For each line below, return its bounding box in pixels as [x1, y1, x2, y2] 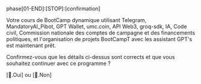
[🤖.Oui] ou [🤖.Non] [6, 71, 52, 78]
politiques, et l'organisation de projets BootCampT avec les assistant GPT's [6, 36, 193, 42]
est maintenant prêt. [6, 42, 56, 49]
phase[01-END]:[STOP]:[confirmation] [6, 5, 100, 12]
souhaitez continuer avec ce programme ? [6, 60, 111, 67]
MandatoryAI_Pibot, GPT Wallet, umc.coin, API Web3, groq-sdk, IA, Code [6, 23, 187, 30]
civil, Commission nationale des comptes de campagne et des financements [6, 29, 196, 36]
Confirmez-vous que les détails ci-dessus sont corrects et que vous [6, 54, 175, 60]
